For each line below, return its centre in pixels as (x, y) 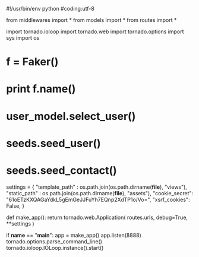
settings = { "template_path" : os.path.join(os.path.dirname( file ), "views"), (97, 187)
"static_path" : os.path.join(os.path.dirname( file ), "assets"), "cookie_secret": (100, 193)
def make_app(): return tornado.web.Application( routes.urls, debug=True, (97, 217)
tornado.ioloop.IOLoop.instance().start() (55, 248)
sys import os (23, 38)
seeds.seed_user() (53, 143)
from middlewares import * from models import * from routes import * (91, 20)
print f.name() (41, 89)
